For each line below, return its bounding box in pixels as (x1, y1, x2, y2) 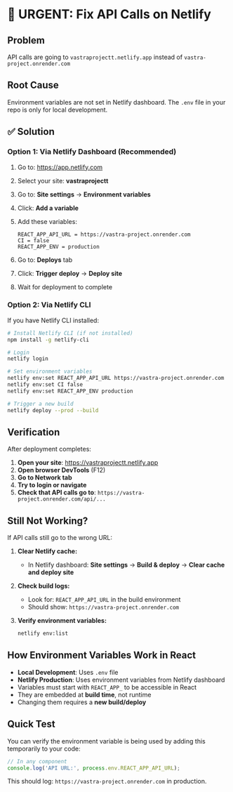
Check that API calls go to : (17, 488, 96, 497)
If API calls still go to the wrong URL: (7, 534, 113, 542)
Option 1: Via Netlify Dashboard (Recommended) (7, 147, 177, 157)
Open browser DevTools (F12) (17, 466, 106, 475)
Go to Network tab (17, 473, 72, 482)
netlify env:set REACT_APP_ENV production (7, 388, 133, 395)
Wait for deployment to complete (17, 282, 113, 291)
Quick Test (7, 718, 55, 730)
